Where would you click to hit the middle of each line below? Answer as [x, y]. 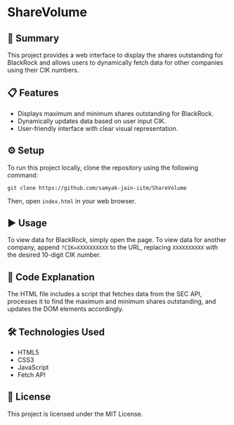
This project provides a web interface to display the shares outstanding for [115, 55]
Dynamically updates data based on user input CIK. [92, 121]
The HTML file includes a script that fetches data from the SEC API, [105, 294]
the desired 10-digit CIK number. [54, 255]
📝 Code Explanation [51, 277]
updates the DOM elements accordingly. [66, 309]
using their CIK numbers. [43, 70]
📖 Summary [33, 38]
